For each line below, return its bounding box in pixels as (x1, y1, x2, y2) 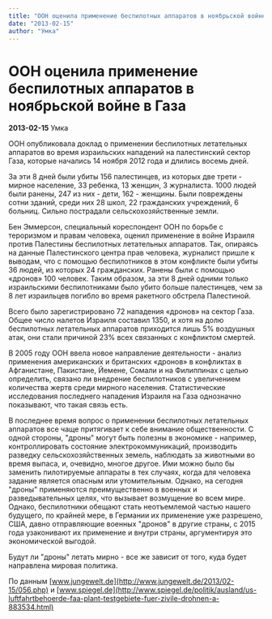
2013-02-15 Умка (8, 123, 69, 133)
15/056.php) (8, 585, 49, 595)
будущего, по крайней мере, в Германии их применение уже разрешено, (8, 510, 263, 520)
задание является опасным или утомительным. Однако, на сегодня (8, 476, 244, 486)
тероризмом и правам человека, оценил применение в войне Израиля (8, 230, 255, 240)
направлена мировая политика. (8, 561, 119, 570)
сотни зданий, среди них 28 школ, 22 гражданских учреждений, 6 (8, 198, 239, 208)
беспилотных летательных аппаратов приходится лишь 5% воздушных (8, 324, 255, 333)
